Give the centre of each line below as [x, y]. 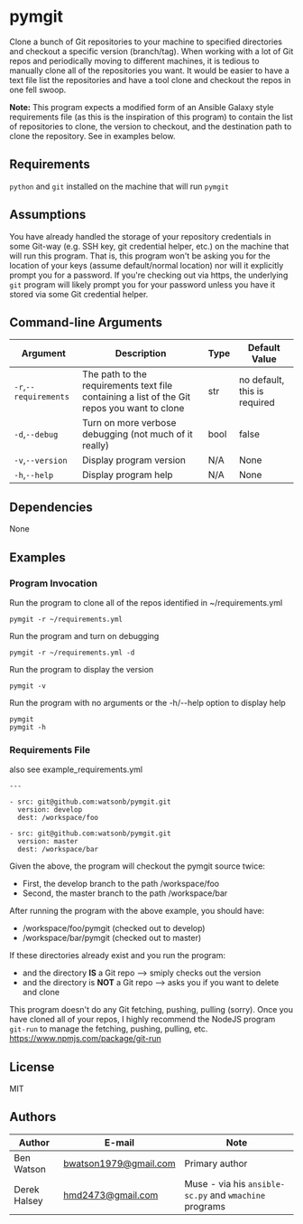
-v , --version [41, 460]
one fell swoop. [38, 89]
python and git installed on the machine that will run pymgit [119, 186]
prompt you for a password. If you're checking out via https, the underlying [149, 275]
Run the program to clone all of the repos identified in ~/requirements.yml [146, 602]
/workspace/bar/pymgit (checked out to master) [112, 938]
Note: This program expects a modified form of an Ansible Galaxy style [142, 107]
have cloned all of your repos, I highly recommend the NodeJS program [142, 1020]
